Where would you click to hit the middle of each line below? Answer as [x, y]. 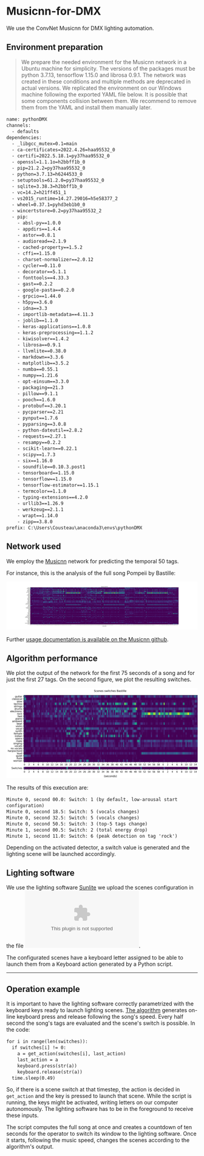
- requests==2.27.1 [42, 436]
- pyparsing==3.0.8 [42, 424]
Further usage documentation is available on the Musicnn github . [87, 639]
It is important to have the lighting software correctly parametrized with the [100, 1004]
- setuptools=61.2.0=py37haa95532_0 [58, 180]
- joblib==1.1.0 [38, 320]
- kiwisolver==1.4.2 [43, 339]
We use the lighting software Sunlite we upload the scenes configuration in [100, 888]
